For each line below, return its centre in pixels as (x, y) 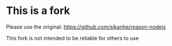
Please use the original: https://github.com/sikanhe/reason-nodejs (86, 27)
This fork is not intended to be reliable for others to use (73, 38)
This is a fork (38, 11)
